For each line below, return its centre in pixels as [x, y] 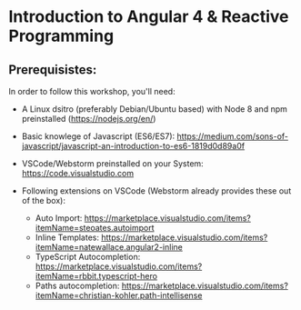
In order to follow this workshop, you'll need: [92, 91]
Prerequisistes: [53, 70]
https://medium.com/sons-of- [232, 136]
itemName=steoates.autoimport [95, 228]
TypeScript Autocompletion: [88, 257]
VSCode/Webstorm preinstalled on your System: [112, 164]
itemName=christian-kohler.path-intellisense [119, 295]
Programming [61, 36]
